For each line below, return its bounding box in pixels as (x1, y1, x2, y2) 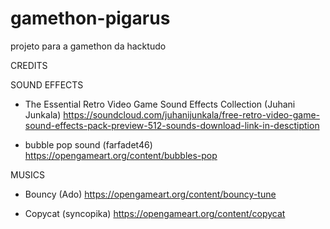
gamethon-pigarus (10, 7, 171, 30)
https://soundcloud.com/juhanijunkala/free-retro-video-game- (63, 108, 321, 121)
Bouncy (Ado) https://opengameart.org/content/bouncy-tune (24, 188, 277, 200)
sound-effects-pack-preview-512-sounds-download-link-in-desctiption (24, 119, 320, 131)
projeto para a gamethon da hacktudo (10, 40, 167, 52)
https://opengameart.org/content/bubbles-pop (24, 149, 218, 161)
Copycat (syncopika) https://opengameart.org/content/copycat (24, 207, 286, 219)
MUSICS (10, 168, 46, 181)
